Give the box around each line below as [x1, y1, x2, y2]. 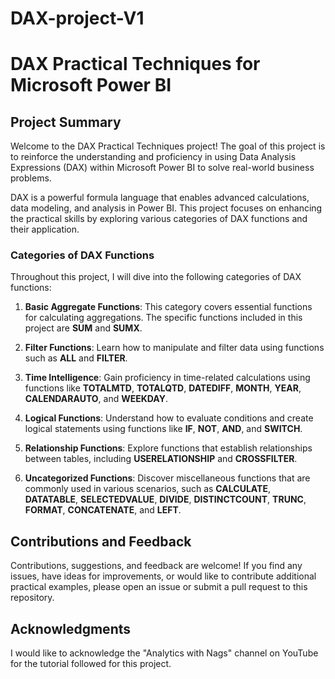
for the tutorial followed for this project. [10, 658, 172, 670]
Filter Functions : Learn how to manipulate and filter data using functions [24, 342, 325, 354]
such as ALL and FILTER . [24, 352, 128, 364]
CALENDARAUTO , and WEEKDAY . [24, 393, 168, 405]
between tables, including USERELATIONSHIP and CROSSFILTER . [24, 453, 298, 465]
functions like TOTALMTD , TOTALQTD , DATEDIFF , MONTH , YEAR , [24, 382, 302, 394]
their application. [10, 223, 80, 236]
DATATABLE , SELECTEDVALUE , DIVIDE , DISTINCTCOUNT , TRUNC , [24, 493, 307, 506]
